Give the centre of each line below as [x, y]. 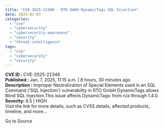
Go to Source [19, 121]
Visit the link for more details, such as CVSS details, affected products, [78, 106]
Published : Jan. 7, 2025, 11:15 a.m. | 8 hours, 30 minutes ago [68, 80]
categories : [17, 19]
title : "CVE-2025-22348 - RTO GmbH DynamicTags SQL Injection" [72, 10]
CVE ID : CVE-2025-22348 [33, 74]
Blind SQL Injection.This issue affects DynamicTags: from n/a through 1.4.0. [82, 96]
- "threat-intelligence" [35, 42]
